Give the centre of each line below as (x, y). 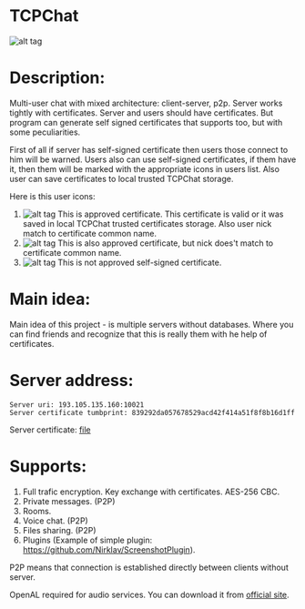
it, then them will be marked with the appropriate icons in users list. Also (145, 168)
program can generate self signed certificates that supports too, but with (146, 122)
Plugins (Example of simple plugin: (87, 540)
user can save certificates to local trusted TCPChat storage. (122, 178)
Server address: (71, 381)
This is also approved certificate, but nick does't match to (166, 243)
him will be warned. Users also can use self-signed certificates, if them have (153, 159)
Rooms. (37, 511)
